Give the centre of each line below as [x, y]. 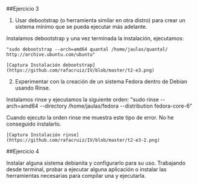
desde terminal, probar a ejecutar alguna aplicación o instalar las [86, 169]
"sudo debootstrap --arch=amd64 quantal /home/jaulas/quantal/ [87, 49]
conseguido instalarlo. [34, 124]
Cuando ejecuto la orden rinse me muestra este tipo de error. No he [90, 117]
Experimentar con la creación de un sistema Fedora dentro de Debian [101, 81]
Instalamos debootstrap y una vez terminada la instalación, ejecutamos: [95, 38]
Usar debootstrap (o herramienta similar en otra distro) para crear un [100, 20]
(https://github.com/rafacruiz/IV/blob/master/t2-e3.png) [80, 70]
